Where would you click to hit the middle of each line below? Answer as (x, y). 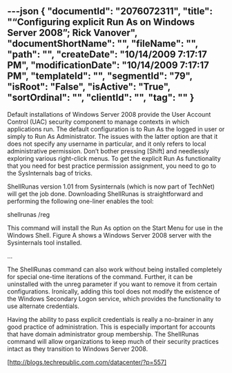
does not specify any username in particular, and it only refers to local (107, 144)
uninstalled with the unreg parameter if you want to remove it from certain (112, 284)
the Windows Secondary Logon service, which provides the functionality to (114, 298)
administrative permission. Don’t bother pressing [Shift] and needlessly (108, 151)
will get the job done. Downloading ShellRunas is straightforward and (105, 193)
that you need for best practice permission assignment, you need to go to (112, 166)
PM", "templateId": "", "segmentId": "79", (100, 76)
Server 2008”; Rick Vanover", (72, 33)
